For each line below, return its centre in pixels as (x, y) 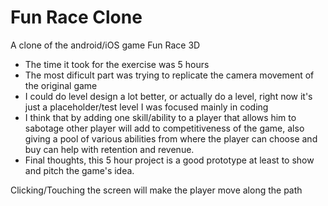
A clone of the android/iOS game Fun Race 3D (105, 45)
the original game (61, 85)
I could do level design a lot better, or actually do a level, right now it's (168, 96)
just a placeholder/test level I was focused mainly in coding (146, 107)
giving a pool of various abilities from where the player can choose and (171, 138)
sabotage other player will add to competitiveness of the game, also (164, 128)
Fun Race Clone (76, 17)
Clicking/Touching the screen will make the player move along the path (156, 190)
